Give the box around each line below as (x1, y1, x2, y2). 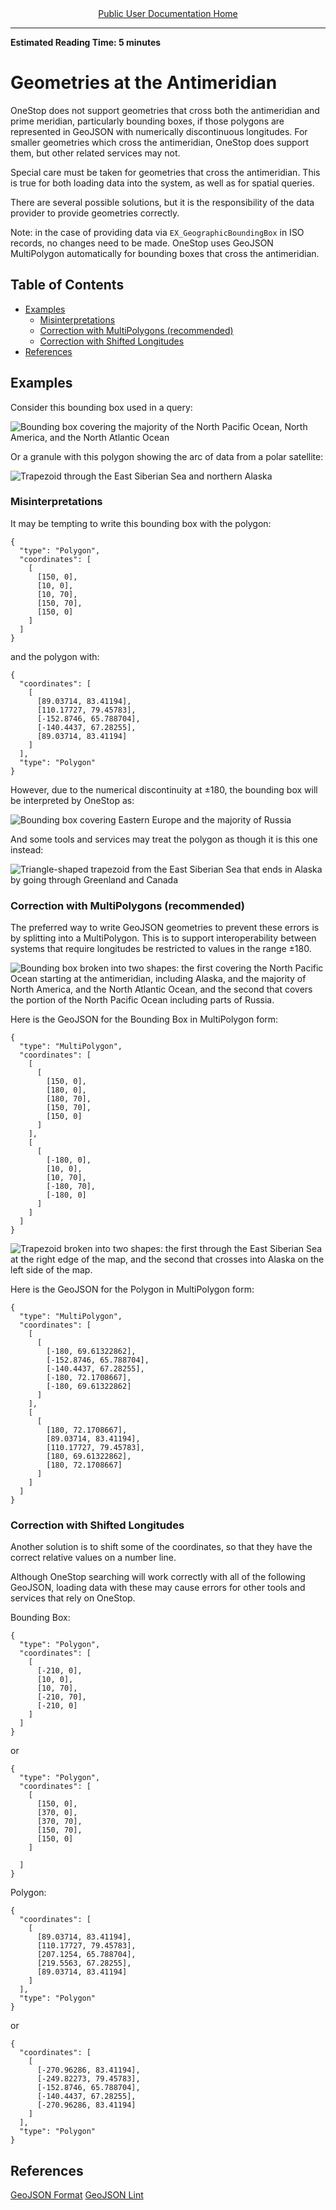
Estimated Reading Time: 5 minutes (10, 37, 162, 48)
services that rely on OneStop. (10, 1592, 136, 1604)
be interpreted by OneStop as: (10, 794, 135, 806)
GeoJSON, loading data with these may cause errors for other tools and (10, 1582, 306, 1594)
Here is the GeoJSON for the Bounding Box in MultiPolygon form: (10, 1013, 279, 1026)
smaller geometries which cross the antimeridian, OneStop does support (10, 136, 310, 148)
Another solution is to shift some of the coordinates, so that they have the (10, 1541, 313, 1553)
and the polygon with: (10, 650, 100, 662)
